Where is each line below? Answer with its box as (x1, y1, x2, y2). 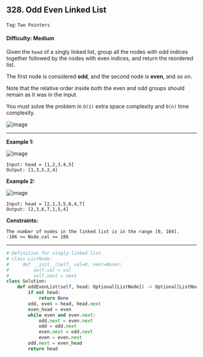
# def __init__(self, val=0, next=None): (6, 261, 123, 267)
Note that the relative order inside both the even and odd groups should (6, 85, 185, 92)
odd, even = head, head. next (28, 301, 101, 307)
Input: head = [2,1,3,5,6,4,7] (6, 201, 85, 208)
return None (38, 295, 69, 301)
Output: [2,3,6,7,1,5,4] (6, 206, 69, 212)
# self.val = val (6, 267, 71, 273)
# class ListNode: (6, 255, 53, 262)
